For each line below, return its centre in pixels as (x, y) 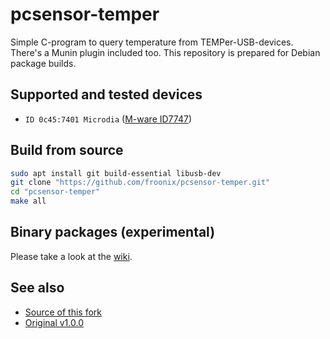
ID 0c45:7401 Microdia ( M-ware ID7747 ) (108, 119)
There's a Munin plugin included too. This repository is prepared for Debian (165, 52)
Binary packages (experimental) (113, 232)
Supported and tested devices (106, 94)
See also (37, 288)
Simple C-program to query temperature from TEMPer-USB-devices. (152, 42)
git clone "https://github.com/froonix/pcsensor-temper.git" (140, 183)
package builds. (43, 63)
